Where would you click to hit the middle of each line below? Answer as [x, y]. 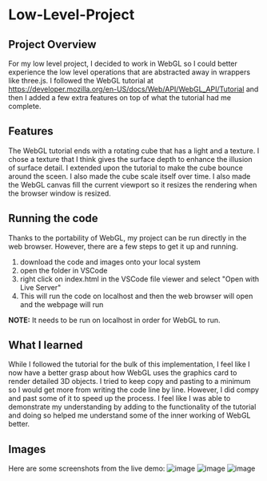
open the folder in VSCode [64, 270]
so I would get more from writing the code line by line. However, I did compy [134, 390]
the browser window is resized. [60, 193]
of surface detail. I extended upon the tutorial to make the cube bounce [126, 168]
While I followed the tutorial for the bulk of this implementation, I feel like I [129, 364]
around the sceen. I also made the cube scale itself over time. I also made [130, 176]
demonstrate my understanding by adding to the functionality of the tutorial [132, 407]
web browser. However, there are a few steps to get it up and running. [123, 246]
